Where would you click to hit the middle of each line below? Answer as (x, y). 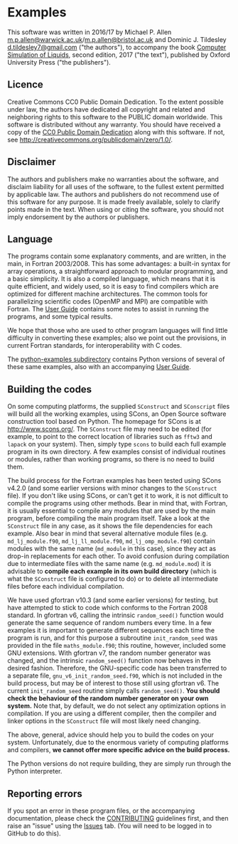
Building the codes (50, 389)
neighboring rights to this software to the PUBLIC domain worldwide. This (115, 117)
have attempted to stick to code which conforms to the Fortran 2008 (108, 608)
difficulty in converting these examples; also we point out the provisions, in (117, 338)
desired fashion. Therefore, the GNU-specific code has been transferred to (117, 668)
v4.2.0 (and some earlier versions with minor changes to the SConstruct (112, 488)
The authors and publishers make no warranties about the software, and (113, 179)
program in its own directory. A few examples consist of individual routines (117, 452)
